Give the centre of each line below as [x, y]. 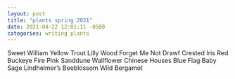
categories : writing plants [49, 33]
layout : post [26, 14]
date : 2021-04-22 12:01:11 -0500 [56, 27]
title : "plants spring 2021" [50, 20]
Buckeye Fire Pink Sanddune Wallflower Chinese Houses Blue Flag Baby [112, 61]
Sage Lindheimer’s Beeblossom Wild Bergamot [75, 68]
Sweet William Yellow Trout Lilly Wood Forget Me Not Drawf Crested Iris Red [118, 53]
